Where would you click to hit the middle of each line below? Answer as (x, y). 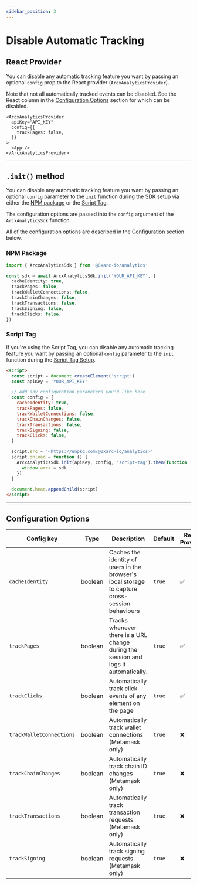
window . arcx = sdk (44, 468)
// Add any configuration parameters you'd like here (78, 392)
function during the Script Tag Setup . (51, 360)
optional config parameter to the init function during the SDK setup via (93, 196)
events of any (128, 696)
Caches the (125, 552)
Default (164, 539)
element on (124, 703)
